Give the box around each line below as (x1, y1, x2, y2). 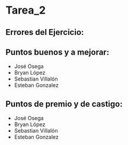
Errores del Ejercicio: (5, 27, 84, 37)
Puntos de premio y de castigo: (5, 99, 123, 109)
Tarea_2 (5, 4, 46, 17)
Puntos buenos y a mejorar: (5, 47, 110, 57)
